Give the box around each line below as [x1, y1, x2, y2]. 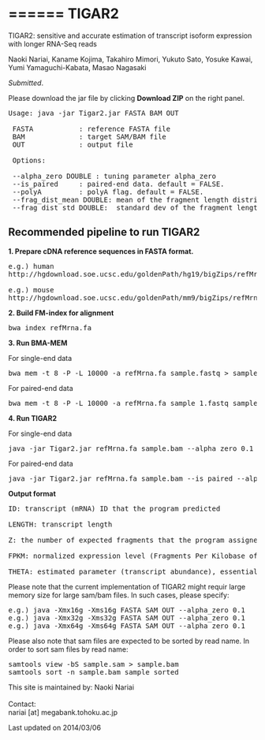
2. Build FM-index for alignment [8, 308, 114, 318]
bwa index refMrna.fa [8, 323, 92, 332]
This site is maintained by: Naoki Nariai [8, 682, 135, 692]
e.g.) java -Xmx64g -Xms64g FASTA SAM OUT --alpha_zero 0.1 [8, 621, 246, 630]
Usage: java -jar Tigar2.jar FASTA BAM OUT [8, 108, 179, 117]
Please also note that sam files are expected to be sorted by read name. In [8, 636, 250, 645]
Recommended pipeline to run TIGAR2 [8, 225, 200, 239]
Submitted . [8, 78, 44, 87]
